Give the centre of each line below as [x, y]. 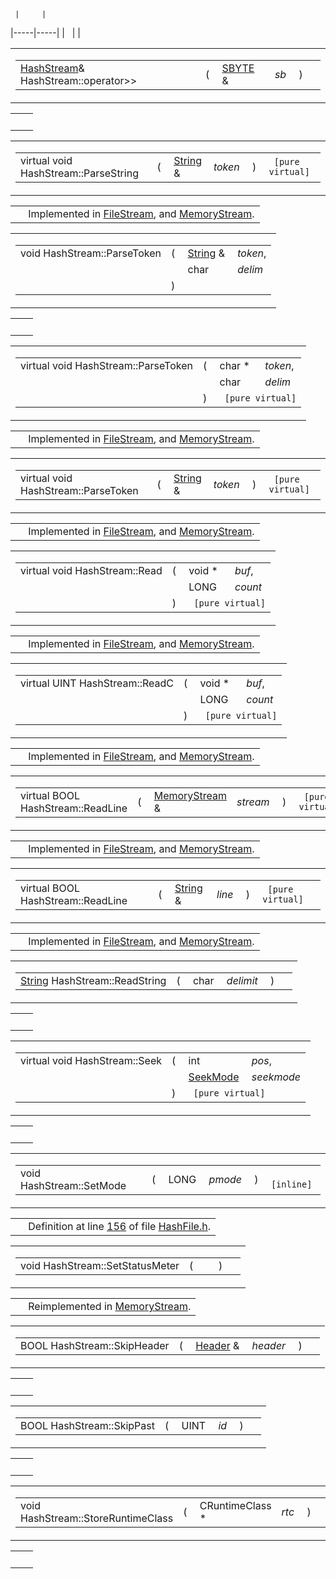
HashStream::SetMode [73, 1185]
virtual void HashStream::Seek [91, 1060]
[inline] [291, 1184]
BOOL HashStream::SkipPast [87, 1425]
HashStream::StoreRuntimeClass [97, 1518]
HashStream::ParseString [79, 173]
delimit [242, 980]
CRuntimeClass [235, 1505]
